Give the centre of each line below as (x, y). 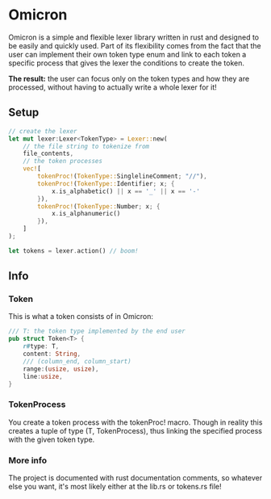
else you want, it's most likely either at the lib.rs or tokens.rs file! (115, 487)
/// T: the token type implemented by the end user (97, 331)
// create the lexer (43, 131)
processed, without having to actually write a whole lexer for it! (113, 87)
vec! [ (32, 169)
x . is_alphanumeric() (86, 214)
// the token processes (63, 161)
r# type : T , (41, 346)
